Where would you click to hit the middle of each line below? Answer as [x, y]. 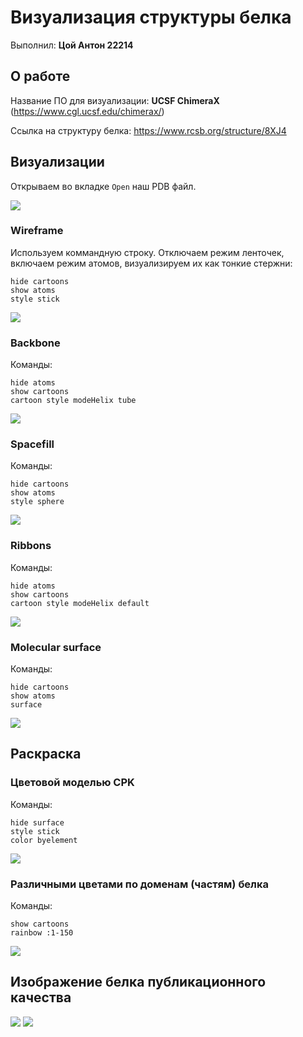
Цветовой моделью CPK [72, 783]
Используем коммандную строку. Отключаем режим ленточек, [147, 252]
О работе [40, 76]
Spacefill [32, 444]
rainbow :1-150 [42, 933]
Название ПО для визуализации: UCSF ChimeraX [115, 100]
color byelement [44, 840]
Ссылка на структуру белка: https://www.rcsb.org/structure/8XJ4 [148, 130]
